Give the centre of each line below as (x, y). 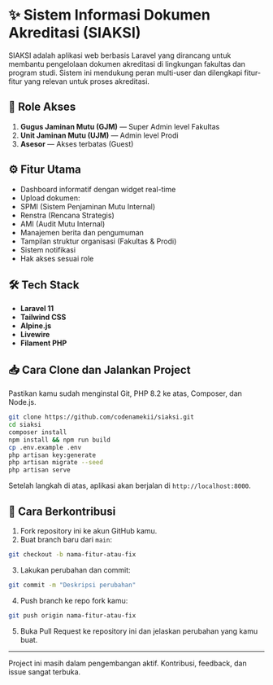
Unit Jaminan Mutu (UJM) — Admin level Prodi (99, 135)
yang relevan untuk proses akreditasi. (87, 81)
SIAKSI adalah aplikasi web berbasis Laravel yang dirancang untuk (120, 55)
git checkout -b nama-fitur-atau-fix (72, 555)
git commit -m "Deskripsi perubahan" (72, 585)
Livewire (35, 335)
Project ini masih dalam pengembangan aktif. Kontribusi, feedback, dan (128, 663)
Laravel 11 (37, 309)
